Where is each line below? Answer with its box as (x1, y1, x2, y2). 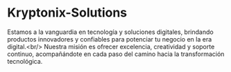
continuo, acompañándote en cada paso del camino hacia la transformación (7, 50, 225, 58)
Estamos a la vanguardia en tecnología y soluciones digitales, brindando (7, 28, 214, 36)
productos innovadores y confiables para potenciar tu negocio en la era (7, 35, 212, 43)
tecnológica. (7, 57, 43, 65)
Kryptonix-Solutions (7, 5, 128, 21)
